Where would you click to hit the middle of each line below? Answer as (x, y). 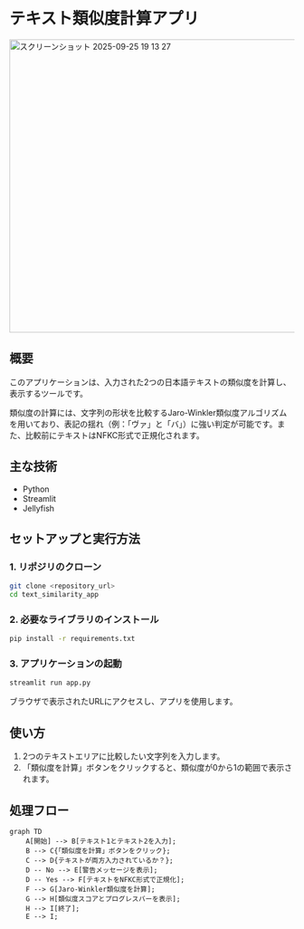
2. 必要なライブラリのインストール (85, 619)
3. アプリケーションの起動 (66, 664)
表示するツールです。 (49, 393)
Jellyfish (38, 508)
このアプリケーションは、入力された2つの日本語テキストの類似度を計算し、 (150, 382)
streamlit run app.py (50, 683)
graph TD (26, 831)
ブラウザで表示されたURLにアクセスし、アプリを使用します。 (123, 702)
